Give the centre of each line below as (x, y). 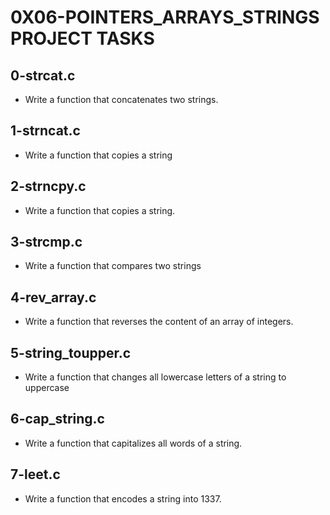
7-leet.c (35, 474)
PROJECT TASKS (82, 38)
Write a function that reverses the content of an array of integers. (159, 322)
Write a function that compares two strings (113, 266)
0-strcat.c (43, 75)
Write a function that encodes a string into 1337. (123, 498)
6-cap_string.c (57, 419)
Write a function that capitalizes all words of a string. (133, 443)
